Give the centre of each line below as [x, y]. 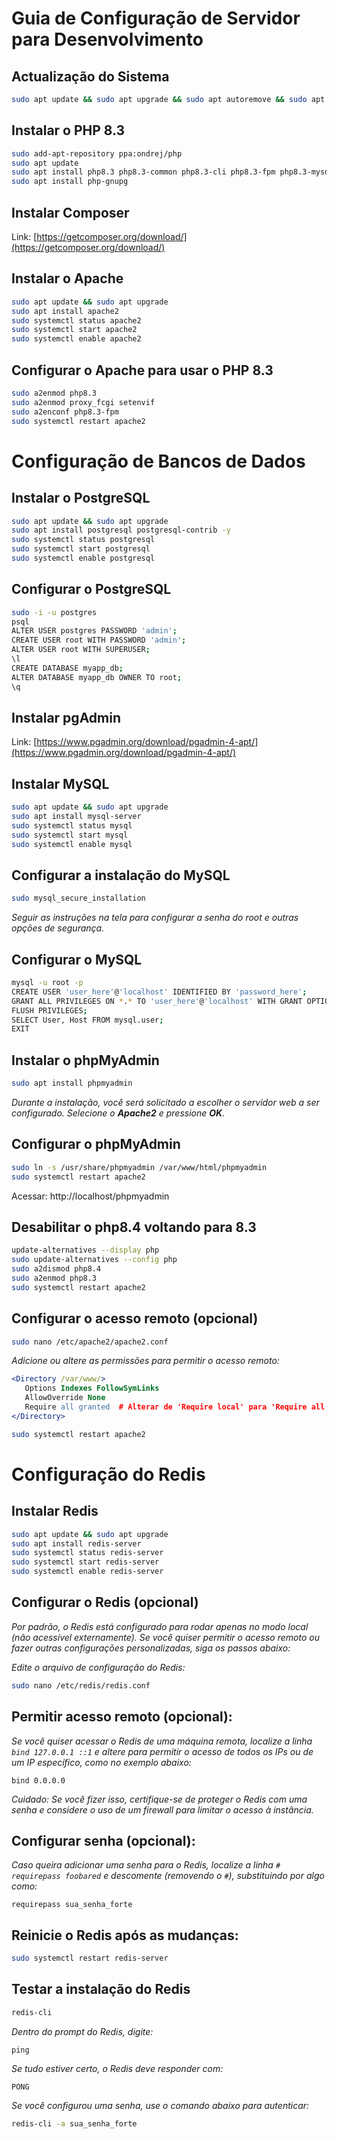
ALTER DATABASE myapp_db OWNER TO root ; [97, 677]
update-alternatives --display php [85, 1250]
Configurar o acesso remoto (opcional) [135, 1318]
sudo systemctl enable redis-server [87, 1572]
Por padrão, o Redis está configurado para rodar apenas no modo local [160, 1626]
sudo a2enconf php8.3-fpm [65, 412]
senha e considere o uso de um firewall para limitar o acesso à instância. [162, 1809]
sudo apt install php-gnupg [70, 182]
